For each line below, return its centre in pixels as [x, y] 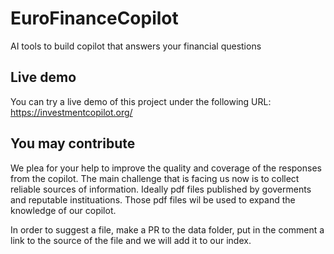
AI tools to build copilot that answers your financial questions [136, 46]
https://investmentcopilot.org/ [71, 112]
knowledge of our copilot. [63, 210]
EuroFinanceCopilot [94, 18]
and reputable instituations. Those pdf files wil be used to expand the [153, 199]
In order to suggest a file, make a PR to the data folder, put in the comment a [167, 229]
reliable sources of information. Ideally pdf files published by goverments [161, 189]
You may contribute [73, 143]
